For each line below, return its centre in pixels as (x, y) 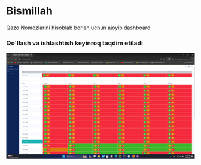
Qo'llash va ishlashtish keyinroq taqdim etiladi (75, 43)
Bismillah (29, 11)
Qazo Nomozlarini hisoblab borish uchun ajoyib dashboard (78, 27)
